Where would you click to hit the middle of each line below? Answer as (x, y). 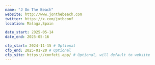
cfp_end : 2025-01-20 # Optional (38, 50)
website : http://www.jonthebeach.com (44, 14)
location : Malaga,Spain (29, 23)
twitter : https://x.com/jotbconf (39, 19)
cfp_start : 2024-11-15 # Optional (40, 46)
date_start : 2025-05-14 (29, 32)
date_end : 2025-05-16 (27, 37)
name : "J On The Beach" (29, 10)
